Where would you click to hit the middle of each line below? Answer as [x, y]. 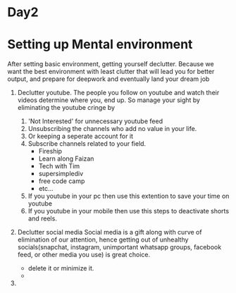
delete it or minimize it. [61, 268]
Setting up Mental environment [100, 45]
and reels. [43, 218]
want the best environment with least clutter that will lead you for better [111, 72]
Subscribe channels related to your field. [87, 144]
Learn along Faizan [66, 158]
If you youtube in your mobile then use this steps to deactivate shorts [129, 211]
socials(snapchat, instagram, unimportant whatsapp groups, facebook [119, 247]
